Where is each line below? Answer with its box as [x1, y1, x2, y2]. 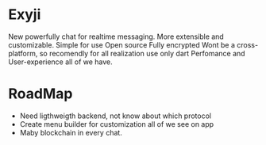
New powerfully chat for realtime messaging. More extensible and [8, 32, 224, 41]
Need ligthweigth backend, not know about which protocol [19, 111, 212, 120]
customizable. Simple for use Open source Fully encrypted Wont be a [8, 40, 236, 49]
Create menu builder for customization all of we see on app [19, 119, 214, 128]
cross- [237, 40, 259, 49]
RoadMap [8, 85, 73, 103]
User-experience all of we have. [8, 57, 113, 67]
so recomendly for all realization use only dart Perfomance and [39, 48, 245, 58]
